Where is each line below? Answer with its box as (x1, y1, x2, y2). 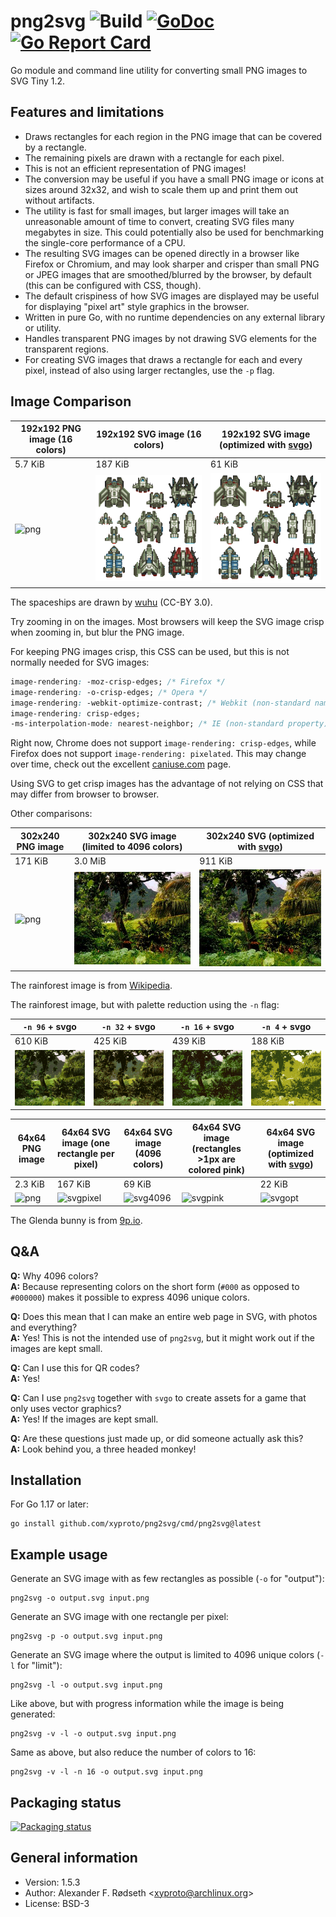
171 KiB (14, 855, 49, 867)
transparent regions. (24, 343, 109, 355)
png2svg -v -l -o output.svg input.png (10, 1729, 177, 1739)
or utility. (24, 321, 62, 334)
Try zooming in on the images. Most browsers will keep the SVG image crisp (10, 615, 325, 627)
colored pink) (188, 1163, 245, 1175)
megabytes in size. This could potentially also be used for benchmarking (24, 226, 325, 238)
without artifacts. (24, 194, 95, 206)
